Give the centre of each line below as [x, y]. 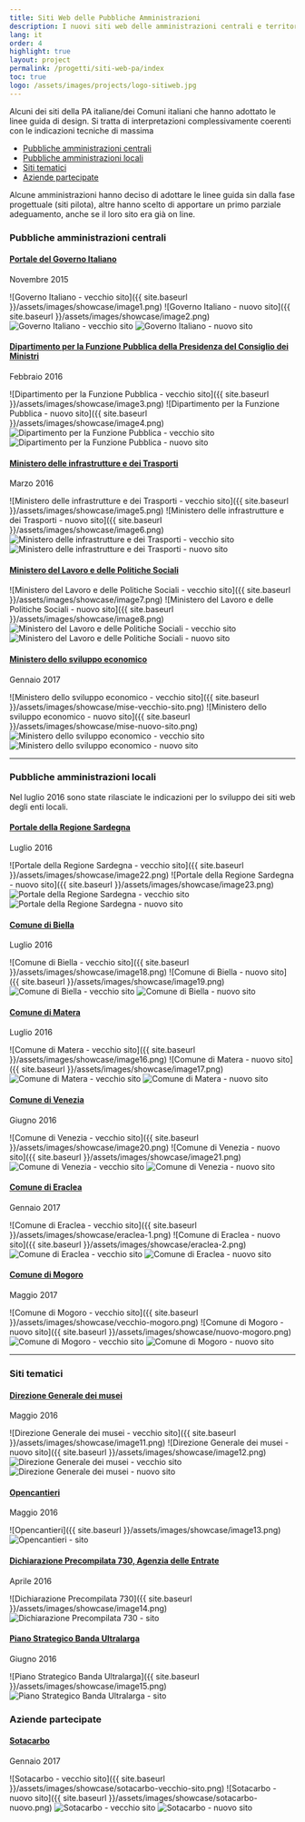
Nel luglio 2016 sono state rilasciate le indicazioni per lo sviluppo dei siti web [152, 797]
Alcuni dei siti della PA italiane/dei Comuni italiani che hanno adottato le [143, 111]
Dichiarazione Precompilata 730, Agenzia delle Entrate [114, 1560]
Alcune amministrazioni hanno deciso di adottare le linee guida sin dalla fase [152, 194]
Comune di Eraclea [46, 1187]
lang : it [26, 35]
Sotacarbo [30, 1741]
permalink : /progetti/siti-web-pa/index [87, 69]
